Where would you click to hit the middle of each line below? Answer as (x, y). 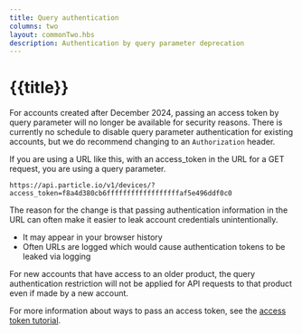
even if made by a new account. (69, 293)
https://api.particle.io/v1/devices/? (82, 186)
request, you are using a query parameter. (88, 169)
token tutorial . (35, 320)
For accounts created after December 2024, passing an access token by (144, 113)
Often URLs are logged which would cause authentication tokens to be (154, 247)
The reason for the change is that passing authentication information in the (149, 210)
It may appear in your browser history (92, 237)
